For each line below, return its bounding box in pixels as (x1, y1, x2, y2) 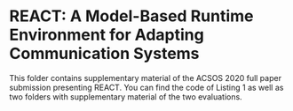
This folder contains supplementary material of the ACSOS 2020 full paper (9, 72, 282, 83)
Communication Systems (9, 44, 200, 63)
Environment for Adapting (9, 25, 204, 45)
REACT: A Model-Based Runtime (9, 6, 254, 26)
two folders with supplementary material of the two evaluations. (9, 91, 242, 102)
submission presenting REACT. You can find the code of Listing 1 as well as (9, 82, 284, 92)
